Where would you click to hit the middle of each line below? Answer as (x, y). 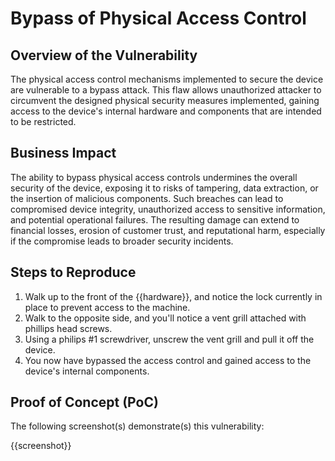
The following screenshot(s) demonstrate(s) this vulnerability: (137, 426)
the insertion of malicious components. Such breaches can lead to (147, 198)
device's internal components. (87, 371)
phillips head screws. (68, 328)
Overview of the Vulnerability (104, 55)
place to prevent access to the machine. (107, 307)
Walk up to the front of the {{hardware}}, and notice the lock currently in (173, 296)
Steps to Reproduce (73, 272)
